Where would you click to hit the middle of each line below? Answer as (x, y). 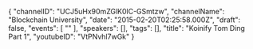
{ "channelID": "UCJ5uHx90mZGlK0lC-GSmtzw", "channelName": (117, 11)
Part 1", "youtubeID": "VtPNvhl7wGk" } (71, 36)
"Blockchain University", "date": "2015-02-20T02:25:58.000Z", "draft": (125, 20)
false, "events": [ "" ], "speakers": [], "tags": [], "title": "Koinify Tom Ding (127, 28)
